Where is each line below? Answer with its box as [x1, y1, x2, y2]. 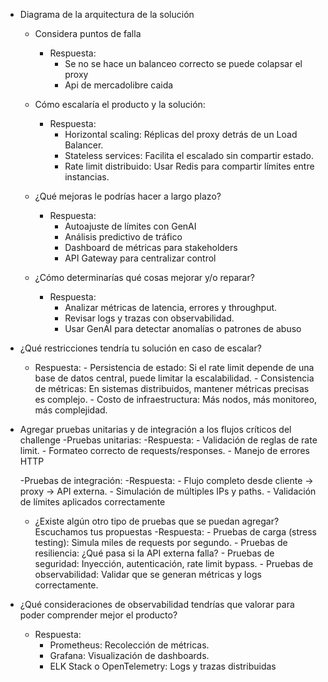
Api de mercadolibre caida [64, 79, 174, 91]
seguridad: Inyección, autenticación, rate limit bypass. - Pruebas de [34, 558, 314, 569]
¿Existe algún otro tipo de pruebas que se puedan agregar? [34, 515, 280, 527]
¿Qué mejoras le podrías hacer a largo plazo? [34, 190, 222, 202]
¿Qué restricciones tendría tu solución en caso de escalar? [19, 342, 262, 354]
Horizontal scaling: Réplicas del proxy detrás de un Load [64, 129, 298, 140]
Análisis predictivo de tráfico [64, 231, 183, 243]
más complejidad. [34, 404, 108, 416]
